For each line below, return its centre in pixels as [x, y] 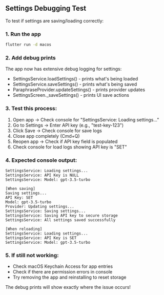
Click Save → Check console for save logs [57, 131]
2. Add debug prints [30, 57]
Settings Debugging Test [46, 8]
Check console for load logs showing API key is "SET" [70, 147]
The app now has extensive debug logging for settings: [64, 69]
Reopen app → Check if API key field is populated [65, 141]
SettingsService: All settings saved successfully [60, 220]
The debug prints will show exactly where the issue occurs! [68, 287]
